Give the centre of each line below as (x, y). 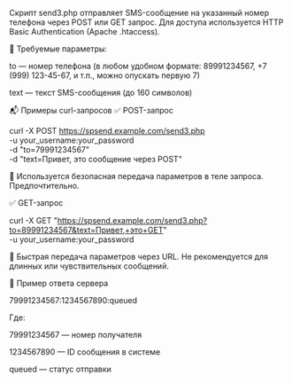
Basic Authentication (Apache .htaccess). (85, 31)
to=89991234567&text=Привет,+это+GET (86, 230)
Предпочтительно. (44, 186)
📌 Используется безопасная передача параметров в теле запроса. (136, 176)
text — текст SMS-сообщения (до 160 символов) (101, 93)
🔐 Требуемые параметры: (58, 49)
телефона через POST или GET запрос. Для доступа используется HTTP (146, 22)
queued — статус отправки (61, 369)
